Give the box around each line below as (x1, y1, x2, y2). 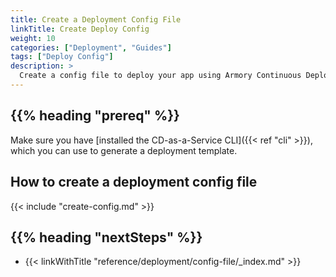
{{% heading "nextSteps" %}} (10, 229, 203, 246)
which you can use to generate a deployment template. (10, 144, 238, 156)
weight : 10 (10, 33, 56, 43)
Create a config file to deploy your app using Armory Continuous (19, 71, 302, 81)
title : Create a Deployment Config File (10, 14, 182, 25)
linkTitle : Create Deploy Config (10, 24, 150, 34)
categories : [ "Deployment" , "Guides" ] (10, 42, 172, 53)
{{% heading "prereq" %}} (10, 107, 180, 125)
